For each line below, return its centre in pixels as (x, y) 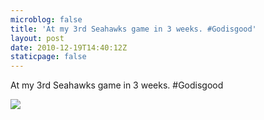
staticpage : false (48, 57)
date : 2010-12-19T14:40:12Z (69, 47)
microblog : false (46, 19)
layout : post (37, 38)
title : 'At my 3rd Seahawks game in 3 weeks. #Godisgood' (133, 29)
